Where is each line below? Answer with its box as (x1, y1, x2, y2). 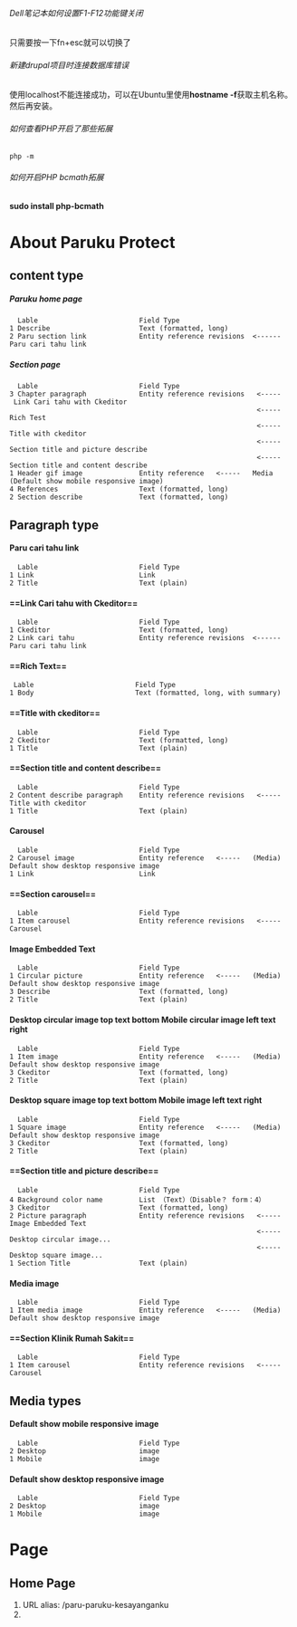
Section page (9, 359, 61, 369)
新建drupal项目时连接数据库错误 (9, 59, 129, 71)
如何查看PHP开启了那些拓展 (9, 123, 113, 134)
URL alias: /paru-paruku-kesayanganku (22, 1600, 169, 1611)
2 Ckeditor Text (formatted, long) (9, 735, 229, 745)
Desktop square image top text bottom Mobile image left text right (9, 1095, 263, 1105)
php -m (9, 151, 34, 161)
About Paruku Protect (9, 233, 176, 253)
